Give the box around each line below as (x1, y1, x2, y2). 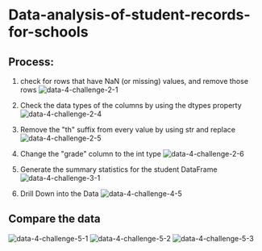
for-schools (8, 23, 89, 41)
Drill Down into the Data (19, 189, 99, 199)
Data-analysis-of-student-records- (8, 6, 251, 24)
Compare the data (8, 212, 101, 226)
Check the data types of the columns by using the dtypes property (19, 101, 242, 110)
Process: (8, 55, 54, 69)
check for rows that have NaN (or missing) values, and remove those (19, 77, 248, 86)
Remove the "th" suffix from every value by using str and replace (19, 125, 236, 134)
